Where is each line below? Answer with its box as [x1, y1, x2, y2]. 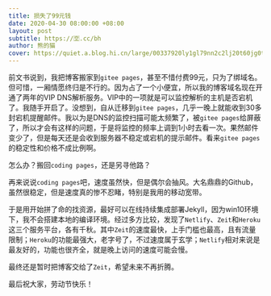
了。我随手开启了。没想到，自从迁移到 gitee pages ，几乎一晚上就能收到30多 [8, 102, 262, 112]
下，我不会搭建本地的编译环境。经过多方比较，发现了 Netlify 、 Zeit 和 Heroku [8, 215, 261, 224]
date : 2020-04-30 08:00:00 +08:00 [8, 19, 125, 27]
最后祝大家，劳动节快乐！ [8, 279, 94, 289]
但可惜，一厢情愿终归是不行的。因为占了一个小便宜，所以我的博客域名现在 [8, 82, 256, 92]
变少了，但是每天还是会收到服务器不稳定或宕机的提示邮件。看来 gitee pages [8, 133, 261, 142]
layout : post [8, 27, 52, 35]
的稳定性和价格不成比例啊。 [8, 143, 101, 152]
